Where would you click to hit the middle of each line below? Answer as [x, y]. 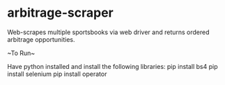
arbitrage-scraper [60, 13]
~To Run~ [21, 53]
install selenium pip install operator [57, 74]
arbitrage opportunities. [41, 39]
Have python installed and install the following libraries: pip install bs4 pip [113, 66]
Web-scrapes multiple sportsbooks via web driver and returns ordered [109, 32]
